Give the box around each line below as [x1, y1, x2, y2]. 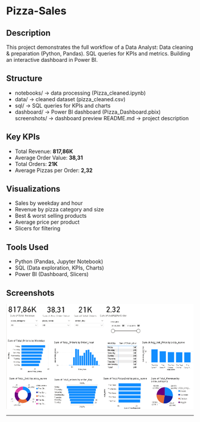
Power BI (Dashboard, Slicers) [14, 271, 89, 278]
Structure [6, 73, 43, 84]
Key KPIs [6, 132, 40, 142]
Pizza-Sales [6, 4, 67, 18]
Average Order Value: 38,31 [14, 154, 83, 161]
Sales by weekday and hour [14, 199, 83, 207]
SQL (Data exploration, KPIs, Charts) [14, 264, 104, 271]
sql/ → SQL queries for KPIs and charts [14, 102, 111, 109]
